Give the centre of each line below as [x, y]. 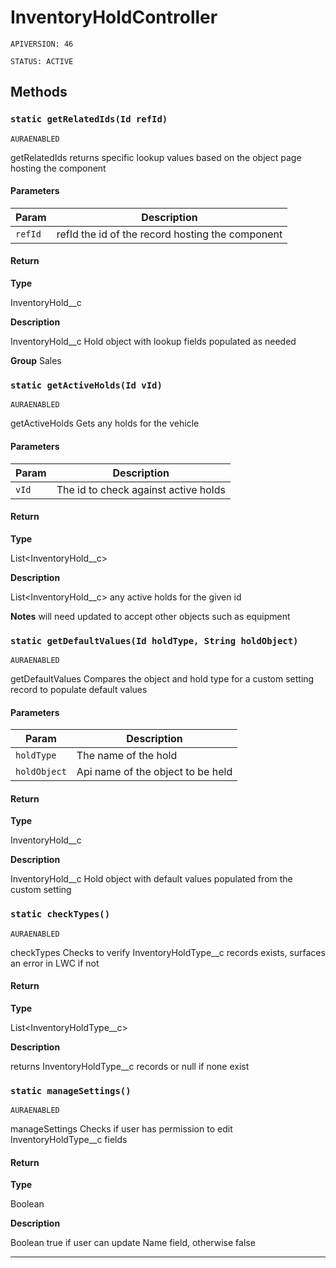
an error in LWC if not [55, 963]
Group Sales [36, 361]
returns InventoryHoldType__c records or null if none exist [130, 1066]
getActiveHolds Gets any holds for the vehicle [105, 423]
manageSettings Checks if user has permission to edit [121, 1129]
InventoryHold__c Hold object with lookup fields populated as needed [153, 342]
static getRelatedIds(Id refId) [89, 119]
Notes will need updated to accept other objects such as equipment [150, 616]
